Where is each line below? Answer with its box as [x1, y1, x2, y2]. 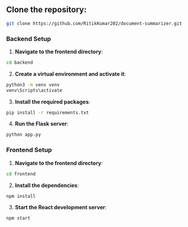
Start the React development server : [14, 204, 107, 211]
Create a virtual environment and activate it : [14, 70, 126, 77]
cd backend [6, 59, 33, 65]
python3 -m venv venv [6, 81, 60, 88]
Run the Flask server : [14, 120, 69, 127]
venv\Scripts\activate [6, 87, 62, 93]
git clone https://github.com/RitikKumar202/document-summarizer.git [6, 20, 183, 26]
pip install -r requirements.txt [6, 109, 89, 115]
